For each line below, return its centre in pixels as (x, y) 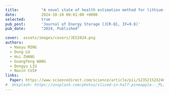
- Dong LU (20, 52)
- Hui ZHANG (22, 57)
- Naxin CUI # (23, 71)
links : (12, 76)
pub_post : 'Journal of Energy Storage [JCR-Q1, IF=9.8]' (73, 24)
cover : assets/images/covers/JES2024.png (50, 38)
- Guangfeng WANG (28, 61)
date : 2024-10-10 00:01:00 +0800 (52, 15)
